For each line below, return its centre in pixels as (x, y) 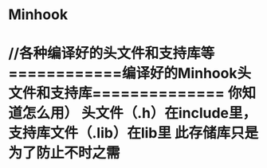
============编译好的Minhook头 (130, 74)
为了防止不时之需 (65, 153)
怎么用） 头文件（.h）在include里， (140, 113)
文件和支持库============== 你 (125, 94)
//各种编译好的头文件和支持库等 (112, 54)
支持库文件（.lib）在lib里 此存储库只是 (133, 133)
